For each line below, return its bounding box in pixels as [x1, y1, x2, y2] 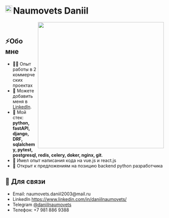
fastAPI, [12, 125, 30, 131]
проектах [12, 82, 33, 88]
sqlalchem [12, 141, 35, 147]
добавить [12, 93, 33, 99]
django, [12, 130, 29, 136]
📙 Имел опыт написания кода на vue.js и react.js [12, 157, 117, 163]
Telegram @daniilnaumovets [12, 201, 72, 207]
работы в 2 [12, 66, 37, 72]
